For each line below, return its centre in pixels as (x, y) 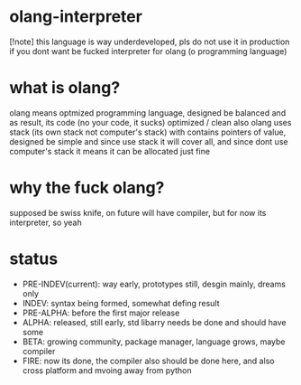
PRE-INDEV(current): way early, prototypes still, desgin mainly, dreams (154, 284)
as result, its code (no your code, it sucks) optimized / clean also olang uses (150, 122)
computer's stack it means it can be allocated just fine (109, 151)
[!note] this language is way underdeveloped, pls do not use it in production (150, 42)
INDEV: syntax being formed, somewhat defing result (121, 303)
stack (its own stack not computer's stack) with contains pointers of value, (148, 132)
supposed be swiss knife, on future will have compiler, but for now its (138, 212)
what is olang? (65, 88)
